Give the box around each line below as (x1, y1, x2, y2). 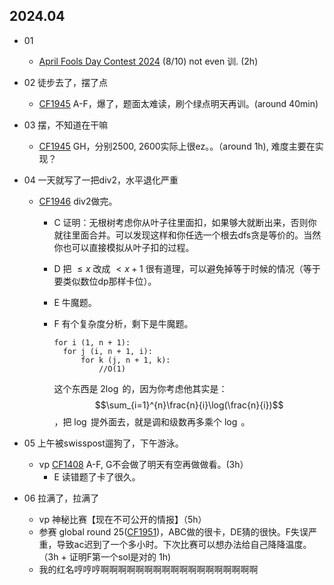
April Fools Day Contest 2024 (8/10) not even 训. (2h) (38, 55, 259, 67)
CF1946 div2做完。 (38, 195, 118, 207)
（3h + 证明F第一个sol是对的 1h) (38, 550, 172, 563)
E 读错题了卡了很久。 (53, 470, 141, 483)
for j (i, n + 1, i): (62, 346, 153, 356)
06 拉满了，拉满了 (23, 492, 100, 504)
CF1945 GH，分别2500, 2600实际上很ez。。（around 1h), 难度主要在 (38, 140, 316, 152)
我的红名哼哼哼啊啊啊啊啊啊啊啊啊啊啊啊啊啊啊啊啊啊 (38, 563, 259, 575)
